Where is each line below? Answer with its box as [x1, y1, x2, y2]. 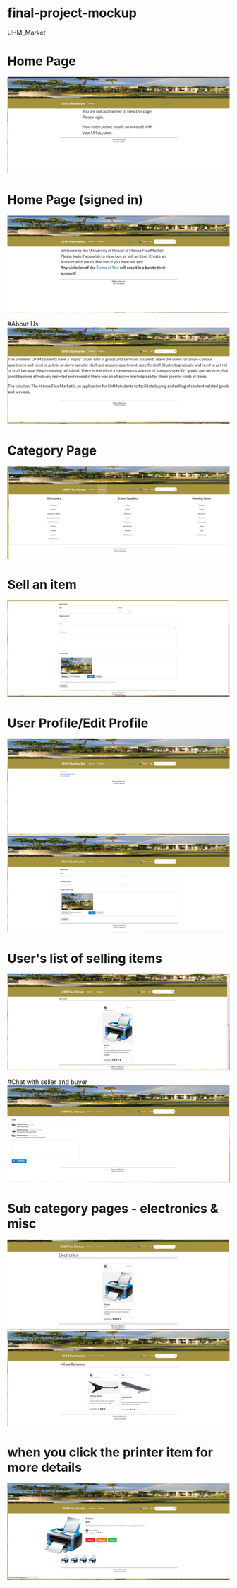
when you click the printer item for [7, 1444, 214, 1460]
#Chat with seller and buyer [7, 1078, 88, 1086]
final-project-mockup [7, 5, 138, 21]
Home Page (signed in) [7, 192, 143, 208]
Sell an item [7, 577, 77, 593]
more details [7, 1460, 83, 1475]
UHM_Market [7, 28, 46, 37]
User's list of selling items [7, 950, 162, 966]
